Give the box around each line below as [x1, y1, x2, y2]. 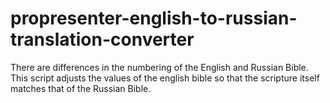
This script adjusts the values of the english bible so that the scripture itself [10, 72, 320, 84]
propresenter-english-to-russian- [10, 7, 298, 30]
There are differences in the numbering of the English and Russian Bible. [10, 61, 309, 73]
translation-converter [10, 28, 195, 51]
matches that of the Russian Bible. [10, 82, 152, 94]
